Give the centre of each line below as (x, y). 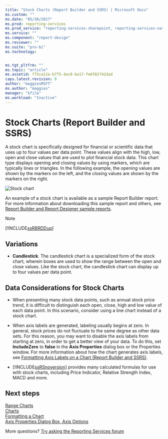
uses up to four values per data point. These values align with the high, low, (83, 152)
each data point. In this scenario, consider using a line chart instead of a (87, 310)
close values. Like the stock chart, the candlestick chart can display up (85, 267)
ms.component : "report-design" (38, 38)
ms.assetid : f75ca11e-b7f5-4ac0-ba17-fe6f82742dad (59, 75)
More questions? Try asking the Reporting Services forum (64, 431)
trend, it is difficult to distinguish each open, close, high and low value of (87, 305)
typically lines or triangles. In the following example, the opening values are (83, 168)
